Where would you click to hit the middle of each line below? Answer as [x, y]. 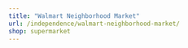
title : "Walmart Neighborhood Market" [74, 16]
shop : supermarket [39, 31]
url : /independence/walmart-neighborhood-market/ [94, 24]
